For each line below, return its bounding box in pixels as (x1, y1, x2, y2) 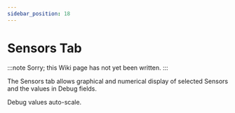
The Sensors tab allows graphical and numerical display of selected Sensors (7, 77, 229, 85)
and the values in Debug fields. (7, 84, 97, 93)
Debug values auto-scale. (7, 98, 82, 106)
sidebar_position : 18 (7, 10, 71, 17)
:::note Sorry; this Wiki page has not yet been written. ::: (7, 63, 168, 72)
